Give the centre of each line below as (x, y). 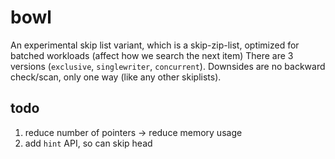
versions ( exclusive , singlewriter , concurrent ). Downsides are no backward (168, 66)
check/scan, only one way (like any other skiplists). (116, 77)
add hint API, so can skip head (88, 143)
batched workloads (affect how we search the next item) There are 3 (152, 55)
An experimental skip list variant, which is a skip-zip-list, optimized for (155, 45)
